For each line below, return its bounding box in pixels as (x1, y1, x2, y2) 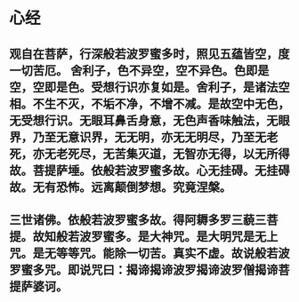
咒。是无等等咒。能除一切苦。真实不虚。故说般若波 (9, 245, 290, 260)
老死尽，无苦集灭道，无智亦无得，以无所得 (55, 146, 290, 161)
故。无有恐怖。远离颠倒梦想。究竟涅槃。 (9, 179, 231, 195)
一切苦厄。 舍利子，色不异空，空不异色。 (9, 63, 234, 78)
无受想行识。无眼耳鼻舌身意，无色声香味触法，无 (9, 113, 279, 128)
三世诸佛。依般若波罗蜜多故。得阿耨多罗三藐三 (9, 212, 267, 227)
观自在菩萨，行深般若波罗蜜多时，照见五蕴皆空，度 (9, 46, 290, 61)
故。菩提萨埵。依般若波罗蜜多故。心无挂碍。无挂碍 (9, 163, 290, 178)
